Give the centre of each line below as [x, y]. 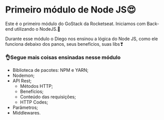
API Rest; [22, 81]
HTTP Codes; [34, 102]
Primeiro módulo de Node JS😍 [71, 10]
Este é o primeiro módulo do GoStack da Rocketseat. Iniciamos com [75, 24]
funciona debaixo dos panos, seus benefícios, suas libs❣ [65, 44]
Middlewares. [27, 113]
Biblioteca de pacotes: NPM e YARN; [51, 70]
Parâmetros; [25, 107]
